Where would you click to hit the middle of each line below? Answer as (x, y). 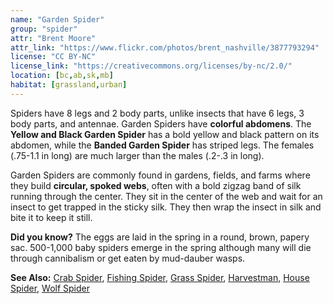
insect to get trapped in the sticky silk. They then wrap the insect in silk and (166, 207)
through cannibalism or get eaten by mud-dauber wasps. (128, 258)
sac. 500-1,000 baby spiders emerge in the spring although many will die (161, 247)
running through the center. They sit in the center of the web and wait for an (166, 196)
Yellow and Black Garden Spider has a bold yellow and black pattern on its (165, 134)
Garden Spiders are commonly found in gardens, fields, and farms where (160, 175)
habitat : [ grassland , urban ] (69, 85)
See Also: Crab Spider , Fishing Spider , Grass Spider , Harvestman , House (160, 277)
